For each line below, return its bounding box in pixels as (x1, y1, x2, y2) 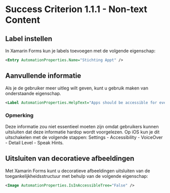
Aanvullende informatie (5, 72, 81, 80)
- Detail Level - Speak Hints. (5, 139, 64, 146)
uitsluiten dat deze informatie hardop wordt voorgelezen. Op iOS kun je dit (5, 129, 160, 135)
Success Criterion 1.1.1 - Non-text (5, 4, 148, 15)
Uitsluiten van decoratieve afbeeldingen (5, 154, 135, 163)
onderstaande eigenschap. (5, 90, 62, 96)
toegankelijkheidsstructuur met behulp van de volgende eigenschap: (5, 173, 148, 179)
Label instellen (5, 34, 52, 43)
